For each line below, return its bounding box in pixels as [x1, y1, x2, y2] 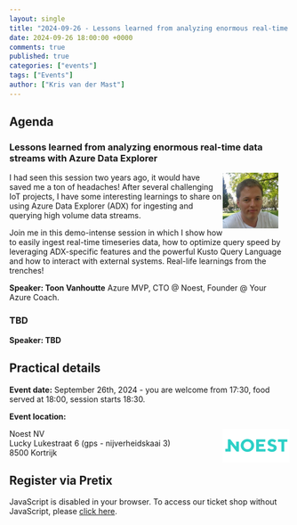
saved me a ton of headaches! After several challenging [9, 182, 213, 193]
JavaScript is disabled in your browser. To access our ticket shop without [9, 496, 277, 507]
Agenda [9, 114, 54, 129]
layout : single [9, 14, 66, 23]
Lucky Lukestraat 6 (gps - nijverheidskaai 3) [9, 438, 171, 448]
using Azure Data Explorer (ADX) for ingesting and [9, 201, 194, 211]
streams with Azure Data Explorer [9, 152, 158, 165]
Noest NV [9, 428, 45, 439]
